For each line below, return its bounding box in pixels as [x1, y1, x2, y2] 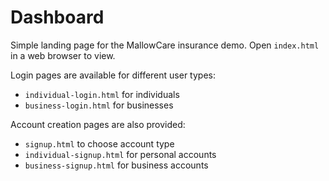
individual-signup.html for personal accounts [24, 148, 217, 160]
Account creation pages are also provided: [10, 118, 186, 130]
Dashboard [10, 6, 105, 29]
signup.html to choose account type [24, 137, 175, 150]
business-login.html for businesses [24, 99, 174, 111]
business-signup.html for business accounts [24, 159, 209, 171]
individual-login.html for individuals [24, 88, 180, 100]
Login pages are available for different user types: [10, 69, 216, 81]
